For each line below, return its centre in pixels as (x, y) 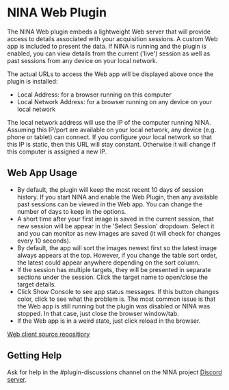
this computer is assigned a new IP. (57, 151)
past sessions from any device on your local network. (82, 60)
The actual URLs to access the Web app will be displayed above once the (110, 74)
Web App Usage (42, 173)
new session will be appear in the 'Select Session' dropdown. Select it (116, 226)
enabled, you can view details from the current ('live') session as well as (109, 53)
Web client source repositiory (49, 334)
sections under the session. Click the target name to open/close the (112, 277)
